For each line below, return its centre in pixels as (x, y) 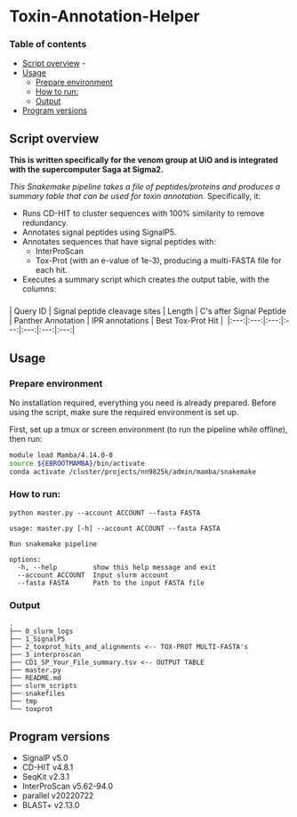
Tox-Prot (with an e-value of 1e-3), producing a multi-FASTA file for (158, 260)
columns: (39, 289)
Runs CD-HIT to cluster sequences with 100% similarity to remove (143, 213)
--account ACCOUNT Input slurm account (93, 575)
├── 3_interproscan (45, 655)
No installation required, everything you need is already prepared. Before (143, 403)
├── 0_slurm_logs (41, 632)
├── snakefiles (37, 694)
